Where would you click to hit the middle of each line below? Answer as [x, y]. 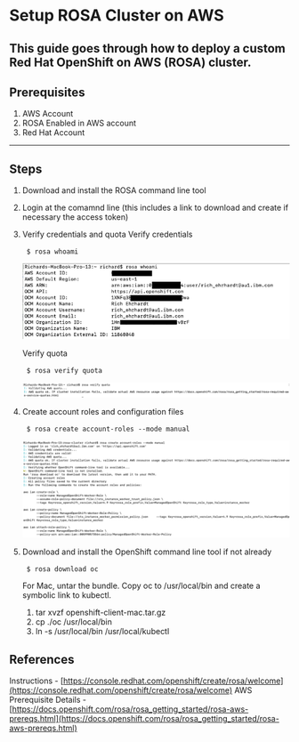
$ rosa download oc [62, 569]
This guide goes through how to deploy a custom [148, 48]
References [42, 659]
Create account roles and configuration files [103, 411]
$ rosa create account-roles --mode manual [108, 429]
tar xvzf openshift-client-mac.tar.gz [101, 613]
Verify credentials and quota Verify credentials [107, 234]
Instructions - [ [36, 681]
